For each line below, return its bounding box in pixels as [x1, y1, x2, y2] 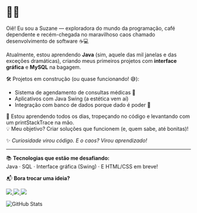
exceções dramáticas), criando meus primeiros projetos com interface [6, 57, 177, 64]
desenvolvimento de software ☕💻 [6, 38, 89, 45]
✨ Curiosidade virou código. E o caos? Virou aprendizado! [6, 137, 148, 144]
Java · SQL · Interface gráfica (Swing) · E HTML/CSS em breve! [6, 163, 158, 170]
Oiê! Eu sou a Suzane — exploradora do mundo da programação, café [6, 25, 175, 32]
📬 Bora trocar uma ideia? [6, 174, 70, 181]
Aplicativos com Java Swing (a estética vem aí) [14, 95, 129, 102]
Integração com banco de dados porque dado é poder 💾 [14, 101, 151, 108]
